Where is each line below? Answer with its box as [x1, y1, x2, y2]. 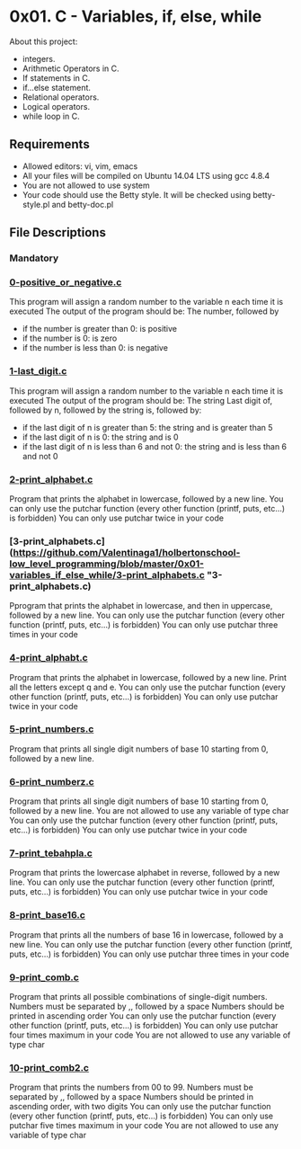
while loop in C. [22, 111, 80, 121]
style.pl [22, 199, 50, 209]
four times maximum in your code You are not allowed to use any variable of [9, 1029, 291, 1040]
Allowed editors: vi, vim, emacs [22, 160, 138, 172]
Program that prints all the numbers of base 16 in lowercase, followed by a [9, 929, 284, 940]
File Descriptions [9, 225, 106, 240]
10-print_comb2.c [9, 1061, 90, 1073]
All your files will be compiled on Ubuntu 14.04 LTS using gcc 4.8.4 [22, 170, 270, 181]
